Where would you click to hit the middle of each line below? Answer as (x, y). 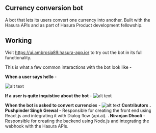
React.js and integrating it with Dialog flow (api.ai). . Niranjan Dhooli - (75, 115)
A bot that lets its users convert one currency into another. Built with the (78, 20)
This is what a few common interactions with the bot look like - (68, 67)
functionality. (18, 57)
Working (18, 40)
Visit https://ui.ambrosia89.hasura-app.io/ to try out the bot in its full (74, 52)
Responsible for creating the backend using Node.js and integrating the (77, 121)
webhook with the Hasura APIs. (37, 126)
